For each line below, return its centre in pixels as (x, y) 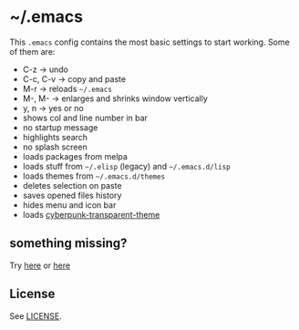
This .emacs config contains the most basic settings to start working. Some (149, 42)
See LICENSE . (36, 315)
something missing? (68, 243)
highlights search (55, 137)
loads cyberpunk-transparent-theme (91, 214)
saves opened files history (72, 195)
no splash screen (55, 147)
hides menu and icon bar (69, 205)
